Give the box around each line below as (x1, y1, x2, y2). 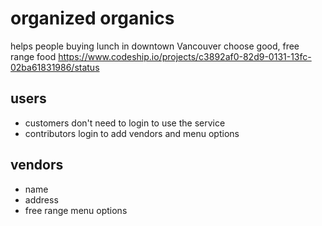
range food (10, 50, 57, 62)
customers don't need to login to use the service (24, 117, 226, 129)
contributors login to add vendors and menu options (24, 127, 240, 139)
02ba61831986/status (10, 61, 100, 73)
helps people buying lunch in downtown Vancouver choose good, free (10, 40, 300, 52)
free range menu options (24, 204, 128, 216)
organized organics (10, 7, 175, 30)
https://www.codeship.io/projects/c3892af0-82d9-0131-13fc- (58, 50, 312, 62)
